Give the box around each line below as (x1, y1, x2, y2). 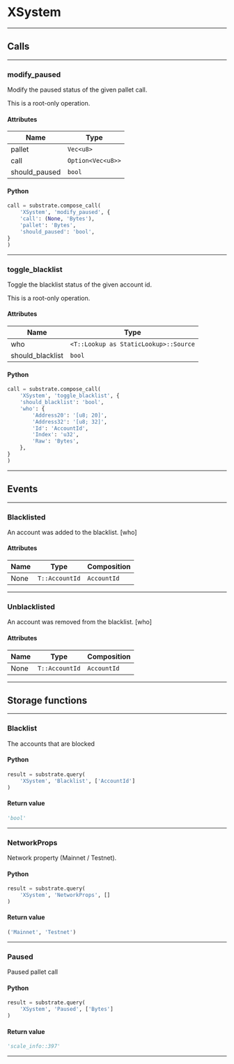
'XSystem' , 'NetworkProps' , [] (19, 891, 111, 898)
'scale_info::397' (7, 1043, 61, 1050)
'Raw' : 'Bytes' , (32, 438, 79, 445)
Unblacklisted (7, 602, 56, 612)
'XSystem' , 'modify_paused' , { (19, 209, 111, 216)
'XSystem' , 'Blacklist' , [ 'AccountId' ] (19, 777, 136, 784)
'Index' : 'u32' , (32, 431, 79, 438)
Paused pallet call (7, 968, 58, 976)
